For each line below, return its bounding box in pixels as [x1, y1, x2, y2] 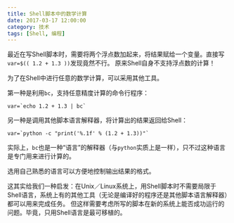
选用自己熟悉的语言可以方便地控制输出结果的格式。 [7, 167, 155, 176]
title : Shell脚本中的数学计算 [7, 10, 88, 18]
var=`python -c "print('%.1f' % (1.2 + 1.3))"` [7, 130, 150, 137]
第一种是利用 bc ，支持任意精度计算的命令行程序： [7, 89, 150, 97]
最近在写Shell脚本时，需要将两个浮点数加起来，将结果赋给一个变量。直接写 [7, 50, 225, 58]
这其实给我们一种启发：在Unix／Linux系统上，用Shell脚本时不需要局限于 [7, 182, 216, 191]
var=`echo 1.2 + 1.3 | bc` [7, 103, 86, 110]
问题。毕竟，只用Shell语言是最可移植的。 [7, 208, 126, 217]
